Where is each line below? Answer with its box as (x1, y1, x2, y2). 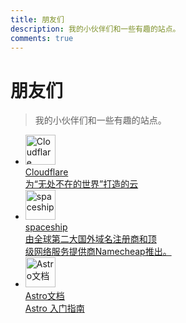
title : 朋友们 (10, 14, 65, 25)
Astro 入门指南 (24, 302, 85, 315)
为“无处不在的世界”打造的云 (24, 178, 139, 190)
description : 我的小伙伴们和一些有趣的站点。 (10, 24, 181, 34)
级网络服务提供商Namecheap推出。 (24, 246, 172, 258)
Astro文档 (24, 290, 65, 302)
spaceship (24, 221, 68, 233)
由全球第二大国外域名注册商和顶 (24, 233, 157, 245)
